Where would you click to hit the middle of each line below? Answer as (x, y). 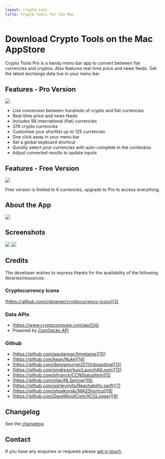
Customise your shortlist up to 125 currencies (59, 131)
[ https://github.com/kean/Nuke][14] (49, 359)
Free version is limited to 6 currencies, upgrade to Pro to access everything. (82, 190)
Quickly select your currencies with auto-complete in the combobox (82, 147)
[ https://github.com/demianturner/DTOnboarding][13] (67, 365)
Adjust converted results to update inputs (55, 153)
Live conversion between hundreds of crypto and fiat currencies (78, 111)
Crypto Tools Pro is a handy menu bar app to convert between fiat (73, 63)
